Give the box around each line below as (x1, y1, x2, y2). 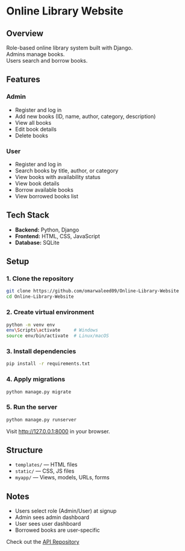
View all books (14, 119, 52, 126)
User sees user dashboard (14, 520, 81, 527)
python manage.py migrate (6, 389, 71, 395)
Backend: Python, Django (14, 226, 80, 233)
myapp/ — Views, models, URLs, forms (14, 474, 110, 481)
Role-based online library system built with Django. (6, 44, 133, 51)
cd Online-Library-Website (6, 294, 74, 300)
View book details (14, 180, 60, 187)
